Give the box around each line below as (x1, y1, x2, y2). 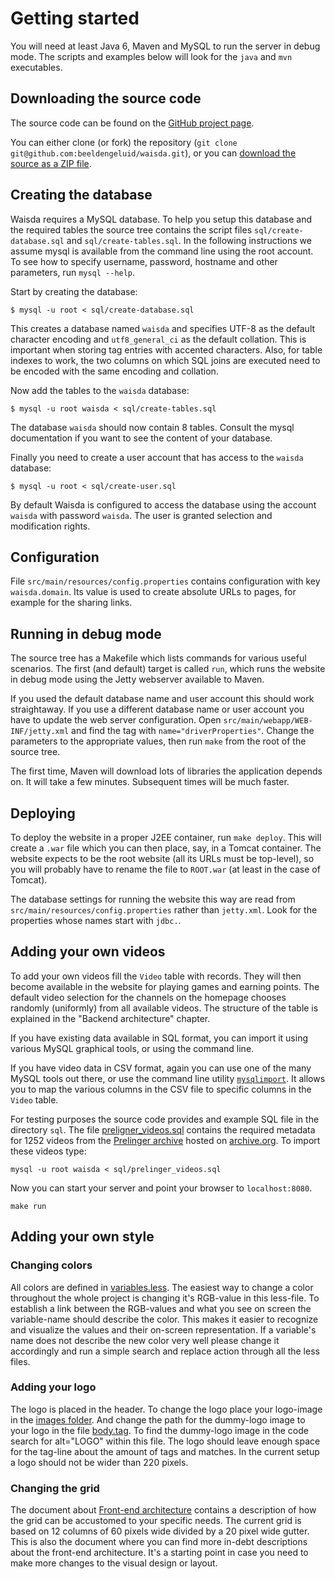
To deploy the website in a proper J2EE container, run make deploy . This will (10, 832, 322, 843)
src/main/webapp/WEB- (223, 716, 313, 726)
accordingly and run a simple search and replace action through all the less (10, 1345, 320, 1357)
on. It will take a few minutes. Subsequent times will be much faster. (10, 776, 290, 788)
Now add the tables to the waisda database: (10, 384, 190, 396)
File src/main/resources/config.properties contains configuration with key (10, 575, 321, 587)
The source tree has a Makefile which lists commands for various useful (10, 652, 307, 664)
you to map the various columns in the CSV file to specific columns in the (10, 1083, 312, 1095)
